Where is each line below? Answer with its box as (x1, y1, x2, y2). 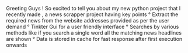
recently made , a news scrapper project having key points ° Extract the (6, 11, 179, 18)
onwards (6, 41, 27, 48)
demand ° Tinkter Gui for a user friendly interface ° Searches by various (6, 23, 179, 30)
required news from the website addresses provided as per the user (6, 17, 170, 24)
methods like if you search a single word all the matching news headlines (6, 29, 182, 36)
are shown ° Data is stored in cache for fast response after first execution (6, 36, 183, 42)
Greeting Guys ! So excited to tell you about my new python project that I (6, 5, 181, 12)
